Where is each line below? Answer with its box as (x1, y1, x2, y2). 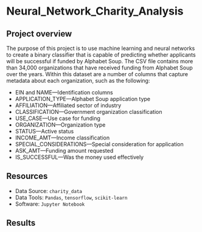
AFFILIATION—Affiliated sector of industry (15, 102, 122, 109)
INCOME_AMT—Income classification (15, 134, 110, 141)
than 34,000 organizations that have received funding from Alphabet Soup (6, 64, 193, 71)
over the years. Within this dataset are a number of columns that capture (6, 71, 189, 77)
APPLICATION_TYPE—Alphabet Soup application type (15, 96, 151, 102)
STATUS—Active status (15, 128, 74, 135)
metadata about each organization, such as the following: (6, 77, 150, 84)
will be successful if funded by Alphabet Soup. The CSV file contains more (6, 58, 193, 65)
